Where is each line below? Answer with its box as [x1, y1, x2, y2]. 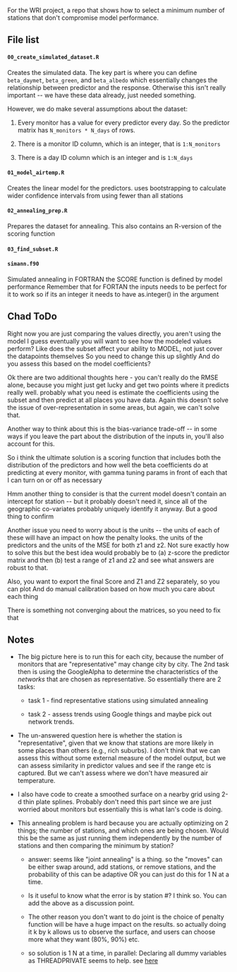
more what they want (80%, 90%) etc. [28, 935, 140, 944]
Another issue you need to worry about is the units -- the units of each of [7, 525, 220, 534]
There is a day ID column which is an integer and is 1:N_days [17, 153, 193, 161]
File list [7, 34, 40, 46]
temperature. [17, 777, 56, 785]
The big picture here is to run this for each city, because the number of [17, 653, 224, 661]
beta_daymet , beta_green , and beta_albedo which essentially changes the [7, 76, 218, 84]
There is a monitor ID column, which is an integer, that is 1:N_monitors [17, 139, 221, 148]
